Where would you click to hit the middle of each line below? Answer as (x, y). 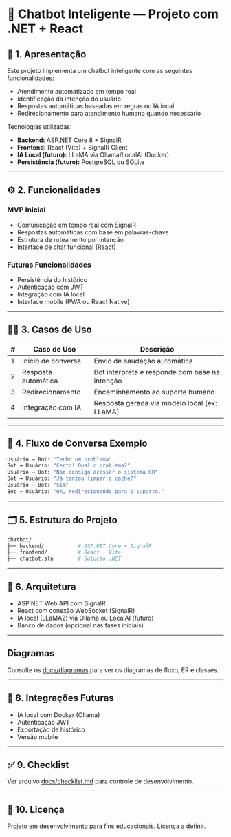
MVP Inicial (26, 210)
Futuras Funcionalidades (49, 265)
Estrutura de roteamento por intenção (70, 239)
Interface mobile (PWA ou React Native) (73, 301)
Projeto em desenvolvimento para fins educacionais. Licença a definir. (107, 826)
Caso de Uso (55, 349)
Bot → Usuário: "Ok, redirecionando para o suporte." (86, 491)
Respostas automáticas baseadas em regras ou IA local (96, 106)
